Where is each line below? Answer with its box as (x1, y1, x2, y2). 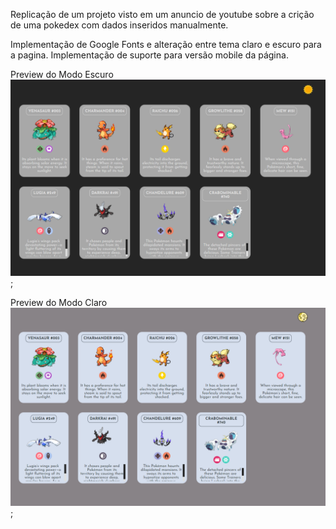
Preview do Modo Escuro (10, 69, 114, 80)
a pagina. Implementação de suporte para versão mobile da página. (10, 49, 289, 61)
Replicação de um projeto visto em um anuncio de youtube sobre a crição (10, 9, 315, 20)
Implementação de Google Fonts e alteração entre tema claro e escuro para (10, 39, 322, 50)
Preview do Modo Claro (10, 297, 108, 309)
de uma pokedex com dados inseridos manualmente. (10, 19, 229, 31)
